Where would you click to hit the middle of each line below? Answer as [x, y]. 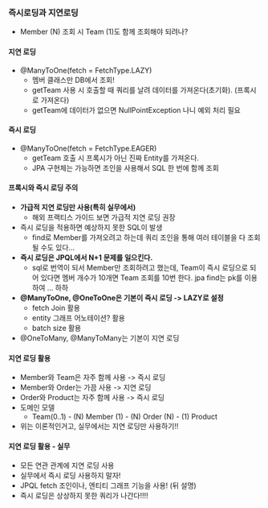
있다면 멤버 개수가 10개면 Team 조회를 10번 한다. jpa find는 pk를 [142, 277]
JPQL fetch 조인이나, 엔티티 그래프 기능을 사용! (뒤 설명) [108, 485]
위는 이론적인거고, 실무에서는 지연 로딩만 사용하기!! [99, 426]
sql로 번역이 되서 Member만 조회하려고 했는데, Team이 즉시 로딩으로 [140, 267]
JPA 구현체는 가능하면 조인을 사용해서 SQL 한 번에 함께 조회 [125, 167]
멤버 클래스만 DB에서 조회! [73, 80]
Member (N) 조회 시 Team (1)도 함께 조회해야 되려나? [104, 32]
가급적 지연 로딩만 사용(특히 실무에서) [78, 207]
